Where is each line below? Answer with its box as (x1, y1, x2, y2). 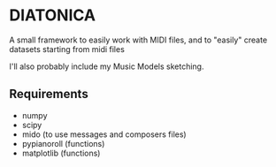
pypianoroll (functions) (21, 138, 105, 148)
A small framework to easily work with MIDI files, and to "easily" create (9, 34, 268, 45)
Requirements (9, 87, 88, 102)
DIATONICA (9, 5, 96, 26)
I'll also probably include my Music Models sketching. (9, 61, 204, 72)
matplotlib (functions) (21, 148, 101, 158)
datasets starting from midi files (9, 43, 126, 54)
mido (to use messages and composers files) (21, 129, 188, 140)
